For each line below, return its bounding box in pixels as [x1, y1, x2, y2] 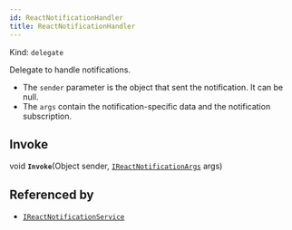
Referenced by [9, 187, 94, 202]
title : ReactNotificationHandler [9, 22, 136, 31]
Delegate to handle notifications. [9, 64, 131, 75]
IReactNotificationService [22, 213, 125, 222]
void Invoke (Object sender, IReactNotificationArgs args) [9, 160, 223, 172]
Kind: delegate [9, 46, 64, 57]
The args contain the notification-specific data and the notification [22, 101, 271, 111]
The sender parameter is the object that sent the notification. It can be [22, 81, 284, 92]
